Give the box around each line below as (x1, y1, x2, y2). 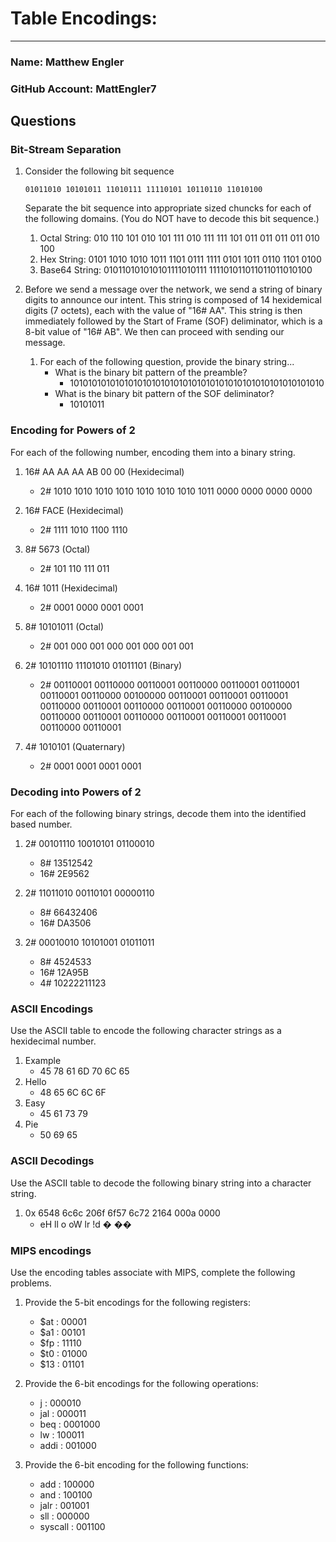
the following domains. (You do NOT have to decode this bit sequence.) (24, 213, 320, 225)
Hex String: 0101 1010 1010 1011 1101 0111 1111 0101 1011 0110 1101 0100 (39, 253, 322, 266)
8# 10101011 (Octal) (24, 620, 104, 632)
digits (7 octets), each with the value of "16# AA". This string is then (24, 305, 303, 317)
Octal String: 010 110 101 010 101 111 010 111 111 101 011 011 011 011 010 (39, 232, 320, 244)
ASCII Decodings (10, 1154, 95, 1168)
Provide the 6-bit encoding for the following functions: (24, 1458, 249, 1471)
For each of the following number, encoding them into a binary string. (10, 446, 296, 458)
